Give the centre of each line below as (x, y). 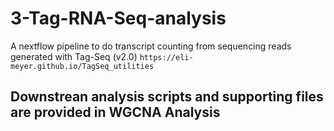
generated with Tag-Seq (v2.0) (74, 56)
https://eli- (166, 57)
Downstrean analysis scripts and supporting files (167, 97)
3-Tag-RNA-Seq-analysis (118, 18)
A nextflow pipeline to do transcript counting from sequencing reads (151, 46)
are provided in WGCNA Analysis (115, 112)
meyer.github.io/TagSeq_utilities (82, 66)
